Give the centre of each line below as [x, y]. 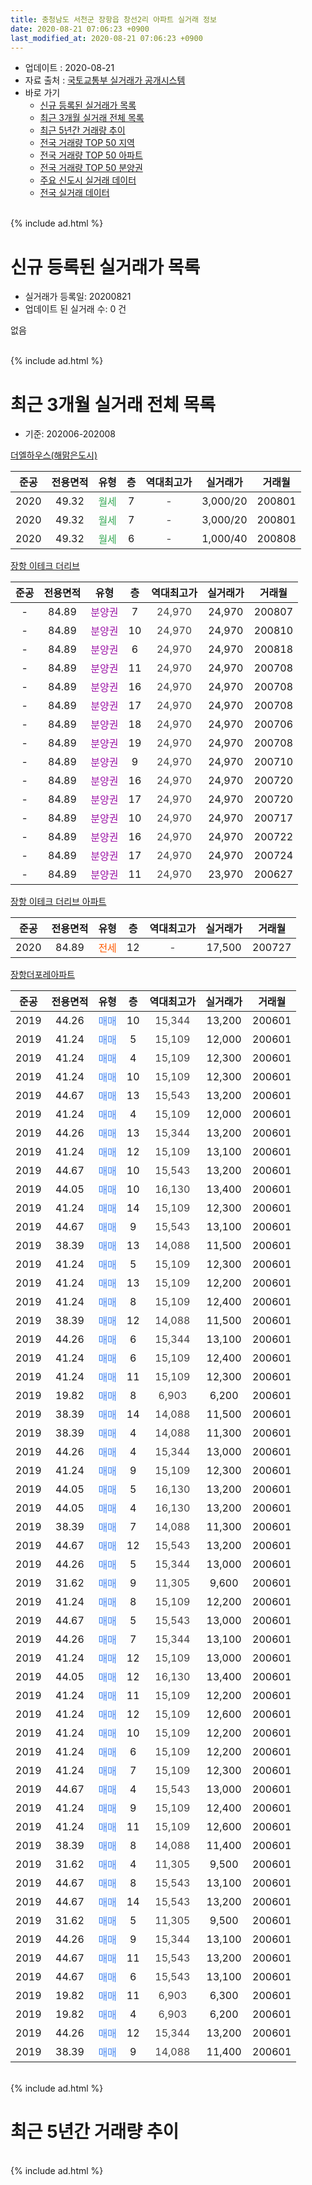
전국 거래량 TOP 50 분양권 [91, 168]
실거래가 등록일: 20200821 [78, 297]
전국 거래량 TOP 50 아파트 [91, 155]
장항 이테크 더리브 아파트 [58, 902]
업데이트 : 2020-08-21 [69, 68]
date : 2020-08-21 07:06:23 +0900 [80, 29]
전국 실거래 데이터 [74, 193]
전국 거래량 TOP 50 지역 [87, 143]
